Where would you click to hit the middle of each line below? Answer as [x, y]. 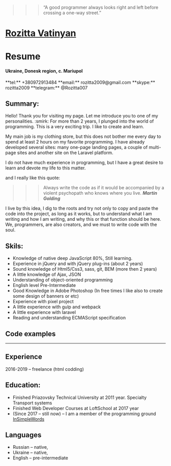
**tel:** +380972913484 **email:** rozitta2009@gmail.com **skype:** [80, 82]
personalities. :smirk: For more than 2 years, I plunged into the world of [80, 121]
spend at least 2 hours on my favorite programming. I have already [75, 142]
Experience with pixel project [43, 302]
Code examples [31, 333]
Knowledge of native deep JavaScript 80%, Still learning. [73, 258]
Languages [23, 435]
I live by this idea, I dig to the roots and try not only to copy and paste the [82, 209]
